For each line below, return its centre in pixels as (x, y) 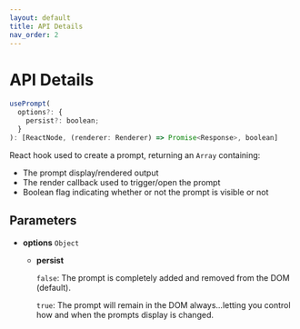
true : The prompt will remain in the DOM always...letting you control (163, 304)
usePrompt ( (30, 104)
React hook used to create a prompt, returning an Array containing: (135, 155)
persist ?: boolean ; (63, 121)
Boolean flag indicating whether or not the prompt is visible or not (145, 192)
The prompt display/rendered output (90, 173)
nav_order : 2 (34, 35)
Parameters (43, 220)
